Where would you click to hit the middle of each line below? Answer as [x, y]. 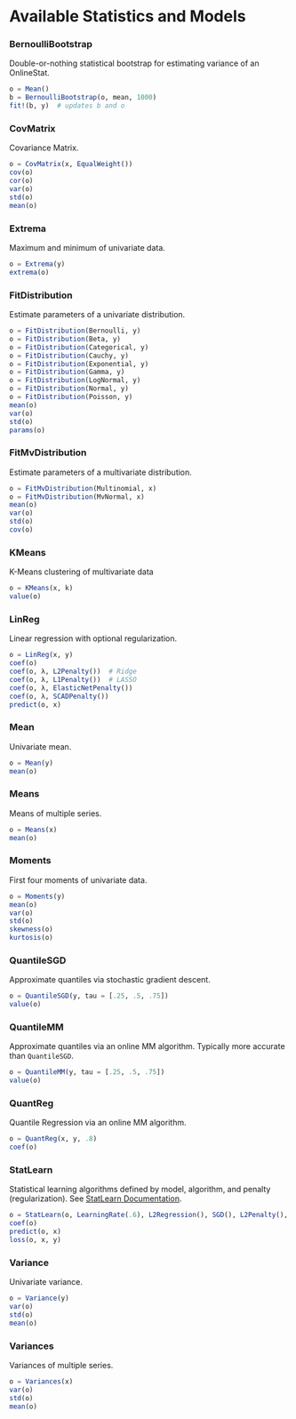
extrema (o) [29, 272]
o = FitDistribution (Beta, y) [65, 339]
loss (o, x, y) [36, 1240]
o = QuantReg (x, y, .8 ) [53, 1139]
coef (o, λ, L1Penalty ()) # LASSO [73, 679]
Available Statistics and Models [128, 16]
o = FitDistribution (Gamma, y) [67, 372]
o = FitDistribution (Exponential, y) [79, 364]
